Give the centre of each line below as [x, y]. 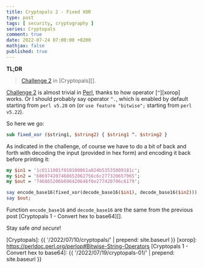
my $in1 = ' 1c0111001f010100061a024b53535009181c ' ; [73, 170]
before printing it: [28, 159]
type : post [20, 18]
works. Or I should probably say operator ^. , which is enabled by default [97, 98]
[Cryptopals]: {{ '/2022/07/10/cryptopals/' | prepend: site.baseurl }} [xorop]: [101, 240]
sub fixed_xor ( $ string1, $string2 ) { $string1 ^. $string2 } [87, 134]
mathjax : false [26, 46]
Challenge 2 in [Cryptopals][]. [58, 80]
